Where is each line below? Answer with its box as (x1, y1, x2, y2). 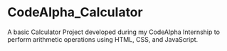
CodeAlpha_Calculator (7, 4, 144, 21)
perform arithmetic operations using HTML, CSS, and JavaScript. (7, 35, 199, 43)
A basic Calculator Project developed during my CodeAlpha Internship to (7, 28, 221, 36)
